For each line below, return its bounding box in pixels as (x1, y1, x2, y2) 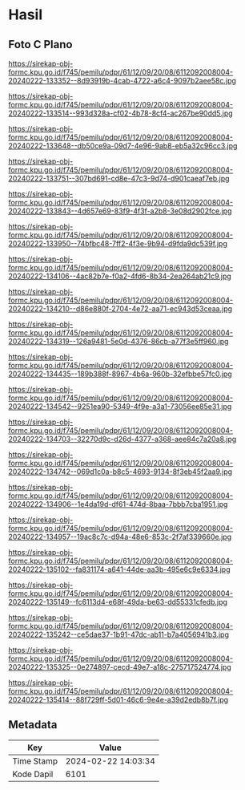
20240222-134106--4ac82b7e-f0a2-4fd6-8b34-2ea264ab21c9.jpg (8, 271, 232, 281)
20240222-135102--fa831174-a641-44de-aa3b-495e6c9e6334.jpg (8, 565, 231, 574)
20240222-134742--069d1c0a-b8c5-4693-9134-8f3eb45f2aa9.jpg (8, 467, 233, 476)
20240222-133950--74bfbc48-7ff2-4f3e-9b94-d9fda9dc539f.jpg (8, 239, 228, 248)
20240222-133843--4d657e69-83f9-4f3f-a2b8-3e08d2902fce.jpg (8, 206, 232, 216)
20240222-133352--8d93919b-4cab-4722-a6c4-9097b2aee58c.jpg (8, 76, 236, 85)
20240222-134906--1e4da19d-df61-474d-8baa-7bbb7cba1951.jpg (8, 500, 228, 508)
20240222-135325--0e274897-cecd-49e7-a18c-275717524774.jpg (8, 662, 231, 671)
